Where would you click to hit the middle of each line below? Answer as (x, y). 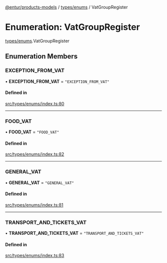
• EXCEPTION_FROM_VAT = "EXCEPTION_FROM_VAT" (57, 81)
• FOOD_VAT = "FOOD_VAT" (32, 132)
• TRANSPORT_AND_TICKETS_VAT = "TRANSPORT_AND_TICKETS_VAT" (75, 233)
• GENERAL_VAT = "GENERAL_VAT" (40, 182)
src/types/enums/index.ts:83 (35, 256)
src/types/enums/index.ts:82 (35, 154)
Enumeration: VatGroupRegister (73, 27)
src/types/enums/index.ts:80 (35, 104)
